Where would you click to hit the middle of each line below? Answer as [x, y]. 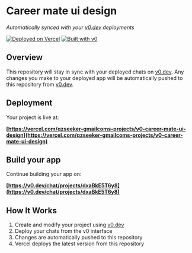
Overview [25, 57]
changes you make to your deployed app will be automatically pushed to [95, 78]
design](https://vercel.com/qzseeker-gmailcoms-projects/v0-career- [95, 135]
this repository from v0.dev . [40, 84]
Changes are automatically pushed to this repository [79, 238]
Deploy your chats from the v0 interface [63, 231]
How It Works [32, 211]
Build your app [33, 160]
